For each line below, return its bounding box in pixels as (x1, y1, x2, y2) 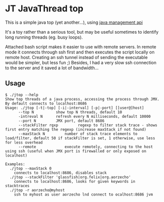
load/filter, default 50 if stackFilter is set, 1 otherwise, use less (5, 136, 155, 141)
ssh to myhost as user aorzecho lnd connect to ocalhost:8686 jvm (14, 192, 153, 197)
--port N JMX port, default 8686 (18, 118, 105, 123)
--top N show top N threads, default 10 (18, 109, 122, 114)
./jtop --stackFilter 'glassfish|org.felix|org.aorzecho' (9, 174, 131, 180)
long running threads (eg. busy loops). (5, 34, 83, 40)
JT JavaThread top (5, 3, 84, 14)
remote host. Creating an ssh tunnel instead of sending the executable (5, 54, 148, 60)
